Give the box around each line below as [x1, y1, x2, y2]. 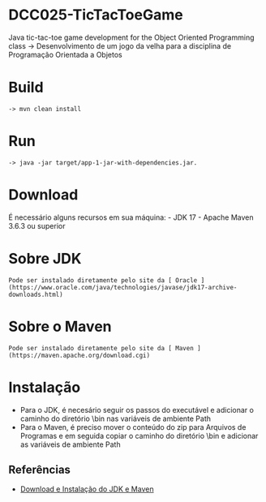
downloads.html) [8, 290, 63, 298]
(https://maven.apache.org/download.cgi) [8, 351, 151, 359]
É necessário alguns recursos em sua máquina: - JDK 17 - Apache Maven [8, 212, 254, 222]
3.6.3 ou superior [8, 221, 66, 230]
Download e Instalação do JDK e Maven [19, 484, 154, 494]
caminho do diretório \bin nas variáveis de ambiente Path [19, 414, 212, 423]
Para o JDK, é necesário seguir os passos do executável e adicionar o [19, 405, 254, 414]
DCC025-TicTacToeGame [8, 6, 184, 24]
